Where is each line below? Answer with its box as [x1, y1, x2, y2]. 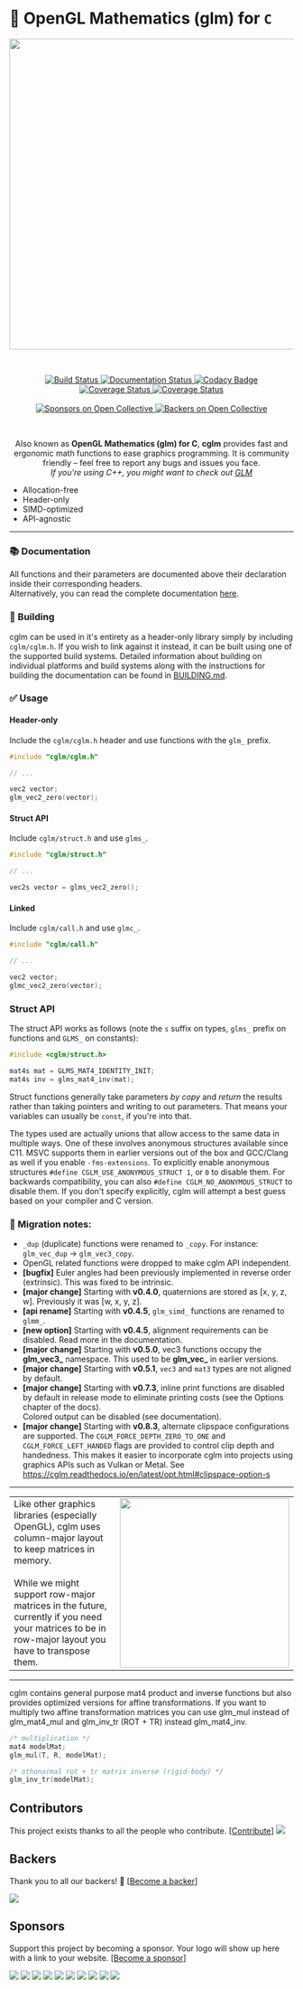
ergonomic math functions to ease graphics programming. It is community [13, 448, 289, 458]
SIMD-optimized [22, 504, 84, 514]
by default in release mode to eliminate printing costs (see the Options [22, 1391, 284, 1402]
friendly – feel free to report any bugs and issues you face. [42, 457, 261, 468]
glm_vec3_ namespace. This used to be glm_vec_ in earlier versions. [22, 1353, 280, 1364]
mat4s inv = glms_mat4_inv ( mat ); [9, 1075, 135, 1084]
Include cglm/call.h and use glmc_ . [9, 922, 141, 934]
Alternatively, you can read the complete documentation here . [9, 588, 240, 599]
